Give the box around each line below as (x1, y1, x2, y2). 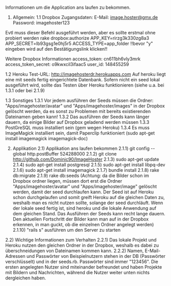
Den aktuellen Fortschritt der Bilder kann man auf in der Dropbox (12, 216, 149, 222)
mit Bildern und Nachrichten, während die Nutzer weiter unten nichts (5, 270, 150, 275)
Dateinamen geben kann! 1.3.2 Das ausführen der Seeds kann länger (5, 114, 150, 120)
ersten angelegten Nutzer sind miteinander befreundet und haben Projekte (5, 264, 162, 270)
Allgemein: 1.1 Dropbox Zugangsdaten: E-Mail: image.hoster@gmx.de (12, 14, 158, 20)
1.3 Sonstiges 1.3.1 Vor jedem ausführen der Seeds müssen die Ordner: (5, 97, 154, 103)
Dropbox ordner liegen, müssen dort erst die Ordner (12, 178, 123, 184)
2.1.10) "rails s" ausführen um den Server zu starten (12, 227, 121, 233)
